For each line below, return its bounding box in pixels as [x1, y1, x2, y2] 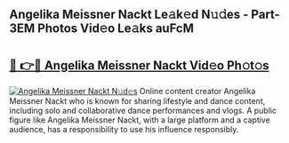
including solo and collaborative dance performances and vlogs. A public [9, 106, 277, 115]
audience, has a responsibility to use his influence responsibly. [9, 124, 239, 134]
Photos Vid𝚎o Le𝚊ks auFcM [36, 21, 194, 36]
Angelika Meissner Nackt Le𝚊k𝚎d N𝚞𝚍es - [9, 7, 249, 22]
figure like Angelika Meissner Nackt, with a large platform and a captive [9, 115, 271, 125]
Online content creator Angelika [139, 86, 256, 96]
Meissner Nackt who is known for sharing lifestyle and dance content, [9, 96, 266, 106]
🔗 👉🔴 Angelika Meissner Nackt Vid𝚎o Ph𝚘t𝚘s [9, 58, 269, 73]
